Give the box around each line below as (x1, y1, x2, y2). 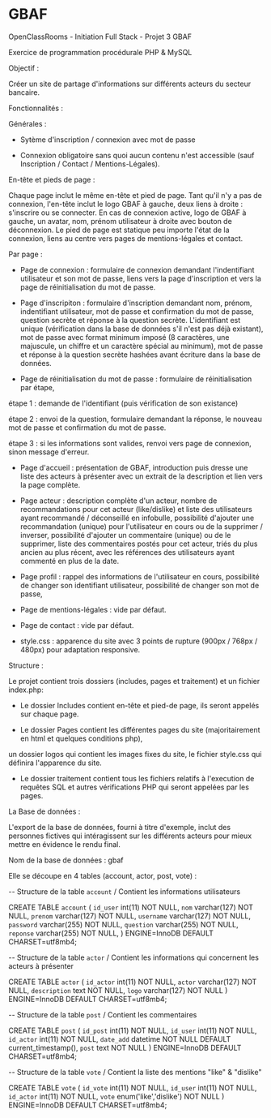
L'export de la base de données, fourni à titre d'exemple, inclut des (8, 822, 231, 832)
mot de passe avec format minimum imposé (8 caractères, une (19, 332, 230, 342)
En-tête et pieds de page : (8, 174, 95, 184)
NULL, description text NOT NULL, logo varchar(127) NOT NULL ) (8, 985, 228, 995)
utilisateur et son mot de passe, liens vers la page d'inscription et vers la (19, 273, 261, 283)
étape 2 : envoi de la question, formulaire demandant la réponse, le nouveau (8, 414, 263, 424)
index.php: (8, 685, 44, 694)
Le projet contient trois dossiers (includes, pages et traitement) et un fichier (8, 676, 260, 686)
